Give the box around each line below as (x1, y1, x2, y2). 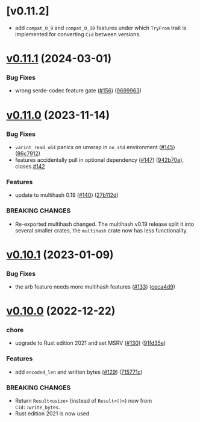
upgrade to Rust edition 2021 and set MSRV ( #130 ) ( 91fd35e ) (14, 339, 166, 347)
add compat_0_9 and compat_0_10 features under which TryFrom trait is (14, 24, 187, 31)
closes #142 (14, 162, 45, 170)
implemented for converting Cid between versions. (14, 30, 141, 37)
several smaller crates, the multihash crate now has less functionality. (14, 226, 188, 234)
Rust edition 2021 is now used (14, 410, 90, 417)
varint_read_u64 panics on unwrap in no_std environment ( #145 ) (14, 143, 175, 150)
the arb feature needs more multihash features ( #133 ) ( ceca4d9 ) (14, 283, 176, 290)
